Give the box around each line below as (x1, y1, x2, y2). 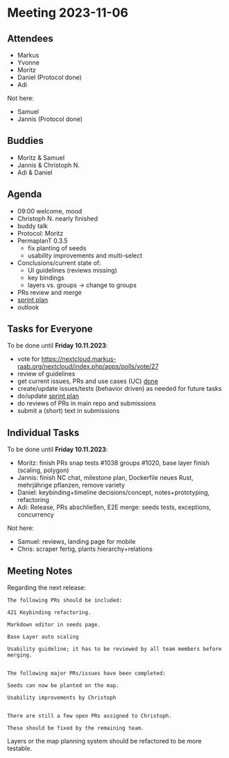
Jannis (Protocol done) (17, 115, 83, 123)
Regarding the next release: (7, 583, 87, 592)
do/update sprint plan (17, 392, 80, 401)
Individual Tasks (7, 426, 80, 439)
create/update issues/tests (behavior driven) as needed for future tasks (17, 385, 222, 393)
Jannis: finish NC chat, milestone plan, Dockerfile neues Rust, (17, 474, 194, 482)
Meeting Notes (7, 565, 73, 576)
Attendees (7, 33, 53, 45)
